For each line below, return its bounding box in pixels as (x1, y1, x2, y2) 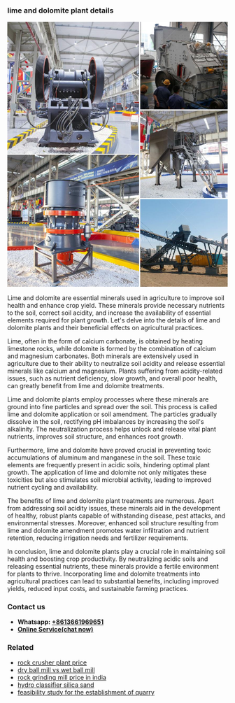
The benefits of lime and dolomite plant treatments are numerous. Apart (7, 496, 214, 505)
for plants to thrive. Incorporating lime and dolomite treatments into (7, 569, 201, 578)
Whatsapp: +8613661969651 (17, 618, 104, 626)
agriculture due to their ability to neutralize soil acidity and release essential (7, 359, 225, 367)
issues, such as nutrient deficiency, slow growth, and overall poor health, (7, 374, 218, 383)
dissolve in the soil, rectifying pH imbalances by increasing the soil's (7, 417, 204, 425)
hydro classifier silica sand (17, 681, 94, 689)
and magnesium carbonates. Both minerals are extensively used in (7, 352, 199, 360)
